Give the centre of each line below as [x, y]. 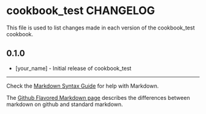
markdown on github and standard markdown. [65, 104]
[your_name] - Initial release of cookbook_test [73, 68]
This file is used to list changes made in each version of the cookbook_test [101, 28]
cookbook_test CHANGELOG [81, 11]
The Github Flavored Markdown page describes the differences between [98, 97]
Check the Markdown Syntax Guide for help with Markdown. [83, 86]
